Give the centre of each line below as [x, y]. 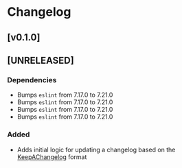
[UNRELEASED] [41, 60]
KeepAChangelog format [52, 157]
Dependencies [32, 80]
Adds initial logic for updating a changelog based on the [96, 149]
